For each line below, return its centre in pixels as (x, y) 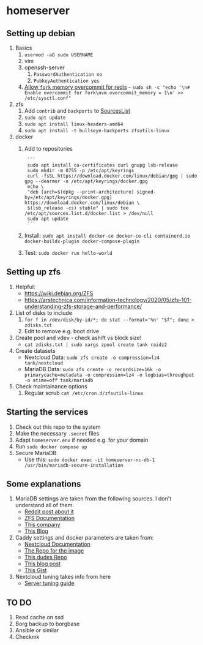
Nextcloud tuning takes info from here (63, 577)
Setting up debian (41, 33)
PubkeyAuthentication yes (66, 81)
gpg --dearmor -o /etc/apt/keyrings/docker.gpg (86, 181)
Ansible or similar (37, 630)
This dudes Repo (46, 557)
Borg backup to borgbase (47, 624)
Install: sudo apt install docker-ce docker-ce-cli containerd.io (107, 236)
